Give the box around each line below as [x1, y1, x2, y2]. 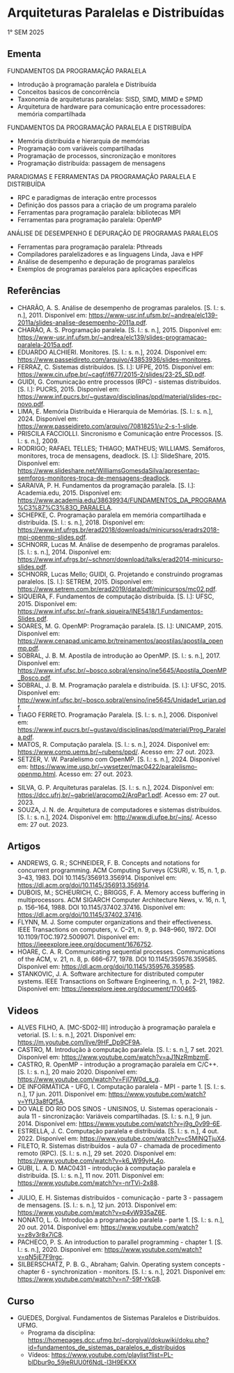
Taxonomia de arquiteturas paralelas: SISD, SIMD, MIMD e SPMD [17, 95, 203, 103]
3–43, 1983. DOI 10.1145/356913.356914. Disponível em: [17, 874, 178, 882]
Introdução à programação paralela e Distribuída [17, 80, 157, 88]
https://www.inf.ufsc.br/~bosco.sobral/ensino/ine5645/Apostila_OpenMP [17, 666, 227, 674]
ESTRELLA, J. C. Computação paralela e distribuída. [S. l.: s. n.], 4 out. [17, 1127, 219, 1135]
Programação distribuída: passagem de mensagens [17, 159, 166, 167]
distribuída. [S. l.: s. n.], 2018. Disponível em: [17, 518, 145, 527]
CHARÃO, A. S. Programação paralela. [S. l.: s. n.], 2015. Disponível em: [17, 325, 222, 334]
